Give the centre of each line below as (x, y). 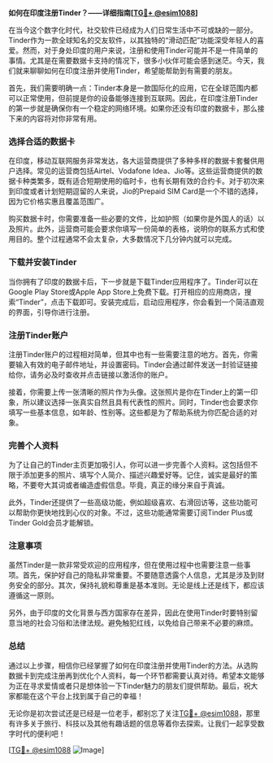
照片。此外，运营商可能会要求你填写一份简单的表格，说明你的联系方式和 (136, 229)
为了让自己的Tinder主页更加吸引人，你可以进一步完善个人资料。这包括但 (130, 465)
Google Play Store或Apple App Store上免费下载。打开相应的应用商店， (127, 291)
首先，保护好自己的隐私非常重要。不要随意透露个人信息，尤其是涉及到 (140, 575)
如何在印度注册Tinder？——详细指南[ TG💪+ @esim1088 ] (103, 13)
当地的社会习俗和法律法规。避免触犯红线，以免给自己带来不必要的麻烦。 (136, 623)
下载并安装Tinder (43, 262)
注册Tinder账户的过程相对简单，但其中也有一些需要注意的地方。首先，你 (130, 354)
